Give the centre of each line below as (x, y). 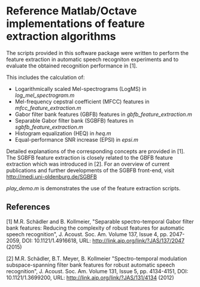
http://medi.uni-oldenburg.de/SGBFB (52, 176)
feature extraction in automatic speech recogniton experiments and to (92, 59)
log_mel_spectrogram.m (45, 95)
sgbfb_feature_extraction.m (49, 127)
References (28, 207)
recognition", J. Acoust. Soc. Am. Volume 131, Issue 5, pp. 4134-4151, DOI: (97, 271)
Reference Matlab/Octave (72, 11)
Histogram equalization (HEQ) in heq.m (63, 133)
